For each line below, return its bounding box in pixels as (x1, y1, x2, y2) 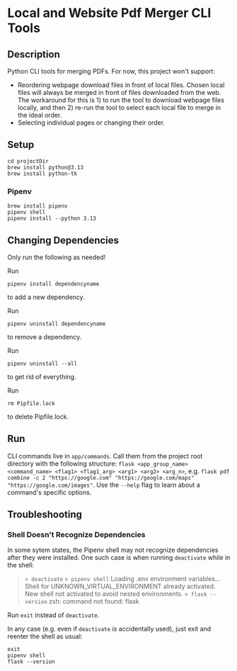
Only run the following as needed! (7, 253, 106, 261)
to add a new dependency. (7, 293, 85, 301)
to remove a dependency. (7, 332, 82, 341)
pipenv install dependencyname (7, 280, 100, 288)
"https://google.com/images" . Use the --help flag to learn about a (7, 480, 200, 489)
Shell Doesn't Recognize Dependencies (7, 530, 146, 540)
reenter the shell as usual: (7, 632, 83, 641)
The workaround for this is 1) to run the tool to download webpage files (17, 96, 225, 104)
